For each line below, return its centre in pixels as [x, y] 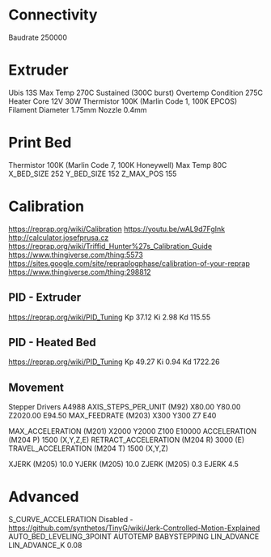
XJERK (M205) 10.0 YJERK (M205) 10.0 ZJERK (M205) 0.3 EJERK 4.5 [123, 465]
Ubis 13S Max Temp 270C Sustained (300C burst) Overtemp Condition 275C [136, 92]
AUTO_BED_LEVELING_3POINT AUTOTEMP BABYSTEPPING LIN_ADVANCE [134, 537]
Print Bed [40, 143]
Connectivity [53, 15]
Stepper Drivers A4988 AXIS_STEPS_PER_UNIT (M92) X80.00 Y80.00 [125, 407]
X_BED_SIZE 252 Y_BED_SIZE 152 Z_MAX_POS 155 [93, 174]
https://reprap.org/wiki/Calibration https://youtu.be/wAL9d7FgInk [116, 229]
